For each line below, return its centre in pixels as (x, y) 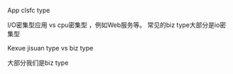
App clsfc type (29, 10)
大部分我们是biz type (38, 63)
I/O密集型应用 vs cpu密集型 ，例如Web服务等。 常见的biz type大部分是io (114, 25)
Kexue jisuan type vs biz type (50, 48)
